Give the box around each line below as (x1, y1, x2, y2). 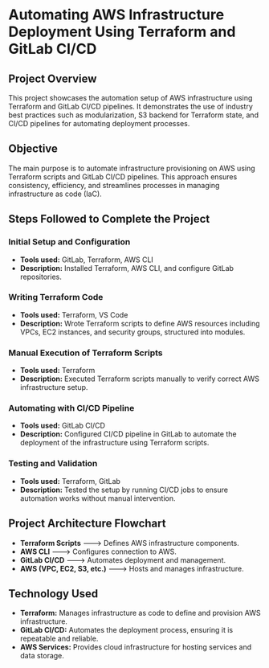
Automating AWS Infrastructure (8, 6, 225, 24)
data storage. (19, 651, 64, 661)
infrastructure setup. (19, 383, 88, 392)
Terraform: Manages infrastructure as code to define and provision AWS (19, 609, 261, 618)
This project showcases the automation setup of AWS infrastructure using (8, 93, 253, 102)
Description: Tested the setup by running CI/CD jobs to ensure (19, 485, 229, 494)
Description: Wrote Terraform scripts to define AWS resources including (19, 318, 260, 328)
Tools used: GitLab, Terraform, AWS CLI (19, 255, 154, 264)
